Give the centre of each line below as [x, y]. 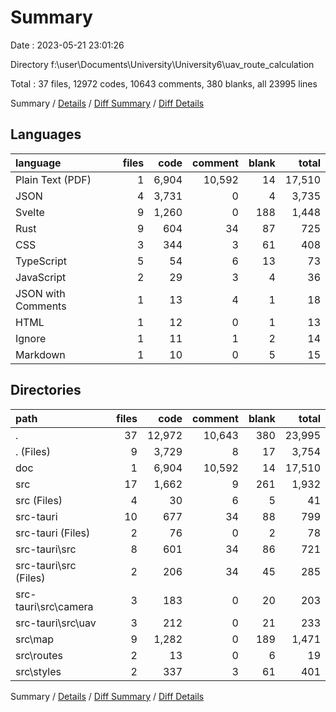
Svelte [30, 212]
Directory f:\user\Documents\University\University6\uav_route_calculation [162, 64]
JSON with [40, 293]
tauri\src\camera [54, 606]
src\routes [39, 655]
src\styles [38, 671]
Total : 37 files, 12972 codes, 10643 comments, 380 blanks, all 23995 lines [164, 83]
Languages [46, 134]
